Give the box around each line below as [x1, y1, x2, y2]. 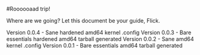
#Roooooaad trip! [6, 5, 50, 12]
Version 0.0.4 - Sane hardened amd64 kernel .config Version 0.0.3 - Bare [6, 29, 192, 36]
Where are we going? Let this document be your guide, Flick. [6, 17, 161, 24]
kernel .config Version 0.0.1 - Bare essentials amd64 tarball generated [6, 42, 183, 49]
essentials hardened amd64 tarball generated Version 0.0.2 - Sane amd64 [6, 35, 194, 42]
